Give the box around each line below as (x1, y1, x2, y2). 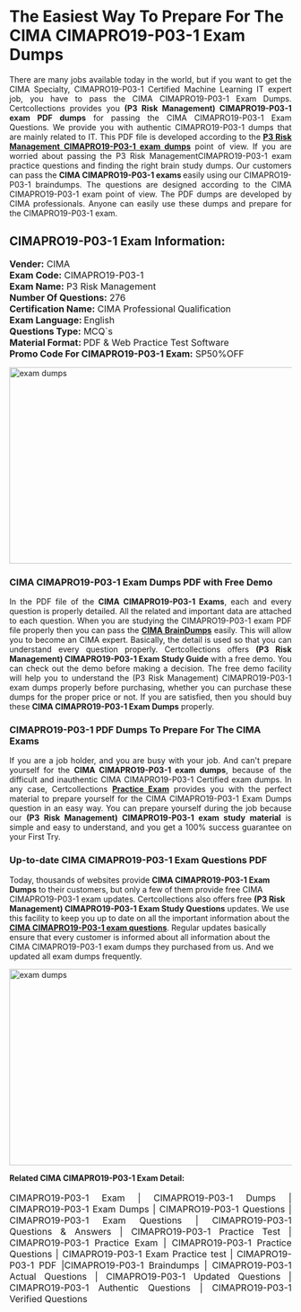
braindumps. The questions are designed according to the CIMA (35, 179, 292, 189)
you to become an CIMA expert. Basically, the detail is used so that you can (9, 635, 292, 646)
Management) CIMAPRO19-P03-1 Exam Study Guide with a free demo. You (9, 654, 293, 665)
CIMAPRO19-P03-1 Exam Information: (9, 233, 226, 249)
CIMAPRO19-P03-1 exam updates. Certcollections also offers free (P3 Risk (9, 894, 286, 904)
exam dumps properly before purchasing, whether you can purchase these (9, 682, 292, 693)
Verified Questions (9, 1292, 88, 1305)
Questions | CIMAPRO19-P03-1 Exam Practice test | (9, 1247, 234, 1260)
